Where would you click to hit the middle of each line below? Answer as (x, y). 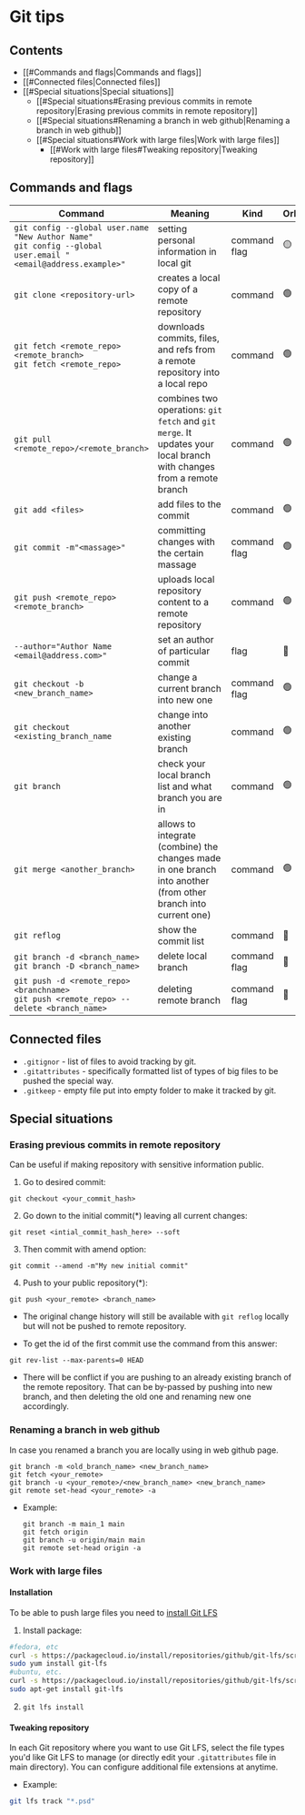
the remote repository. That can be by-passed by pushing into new (148, 1387)
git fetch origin (55, 1532)
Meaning (190, 213)
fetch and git (187, 421)
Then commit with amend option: (84, 1250)
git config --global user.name (82, 228)
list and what (185, 786)
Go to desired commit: (64, 1182)
